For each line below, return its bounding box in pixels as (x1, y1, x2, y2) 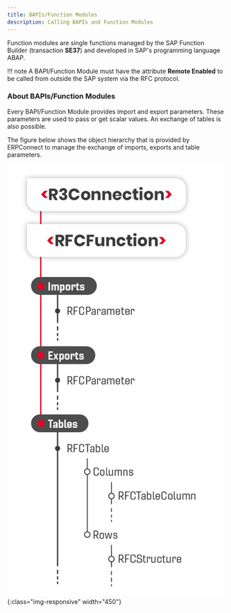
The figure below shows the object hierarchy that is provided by (7, 136, 190, 144)
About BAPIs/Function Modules (7, 91, 116, 101)
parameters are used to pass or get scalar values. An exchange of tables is (7, 115, 221, 123)
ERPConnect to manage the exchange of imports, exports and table (7, 143, 200, 151)
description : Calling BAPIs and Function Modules (7, 18, 154, 26)
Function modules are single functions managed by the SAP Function (7, 38, 205, 47)
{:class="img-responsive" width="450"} (7, 597, 122, 605)
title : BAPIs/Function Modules (7, 11, 98, 18)
